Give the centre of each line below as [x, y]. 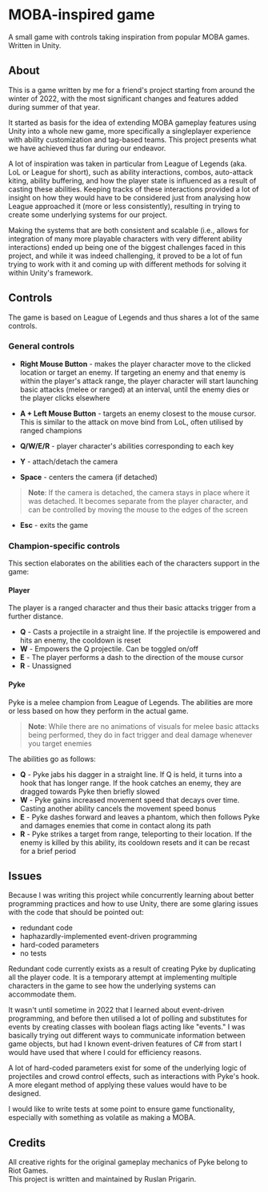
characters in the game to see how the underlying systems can [112, 986]
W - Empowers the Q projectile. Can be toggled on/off [109, 649]
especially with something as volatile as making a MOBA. [102, 1117]
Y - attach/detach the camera [69, 461]
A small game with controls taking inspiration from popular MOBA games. [129, 37]
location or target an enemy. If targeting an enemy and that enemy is [133, 372]
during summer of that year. [54, 107]
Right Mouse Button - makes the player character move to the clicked [135, 364]
